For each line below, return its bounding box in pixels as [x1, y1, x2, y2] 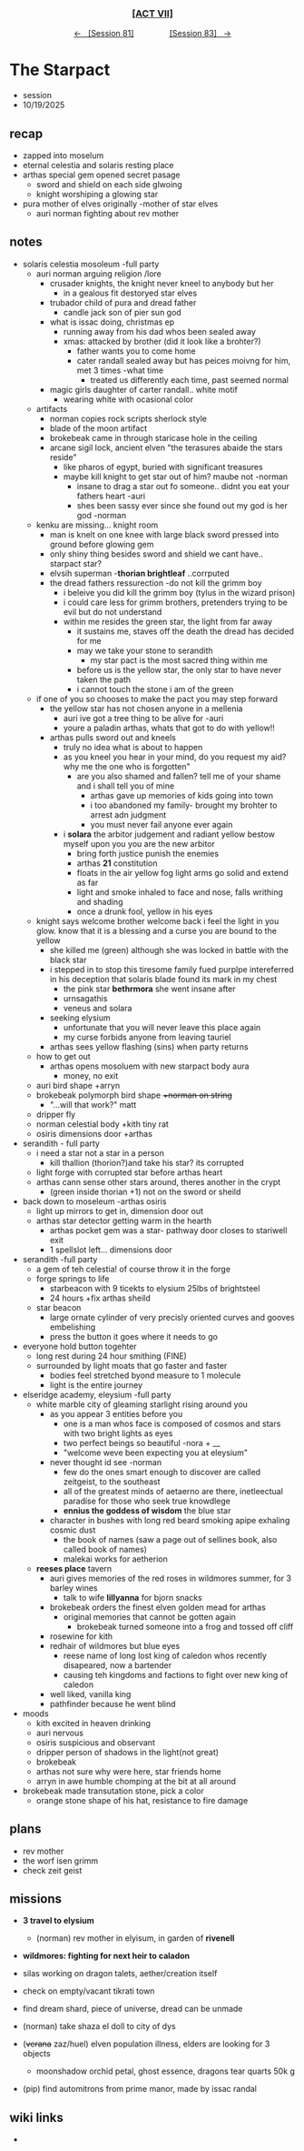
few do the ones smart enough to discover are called [63, 1466, 261, 1477]
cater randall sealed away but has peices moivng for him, [76, 355, 291, 366]
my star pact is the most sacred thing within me [90, 654, 268, 666]
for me [76, 635, 102, 646]
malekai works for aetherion [63, 1553, 168, 1564]
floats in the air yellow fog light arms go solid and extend [76, 867, 289, 878]
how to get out [35, 1050, 91, 1061]
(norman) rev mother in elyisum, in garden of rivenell [35, 1933, 235, 1944]
